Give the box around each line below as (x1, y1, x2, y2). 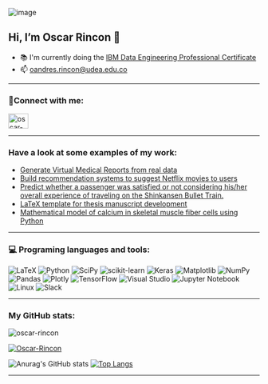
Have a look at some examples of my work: (8, 147, 178, 158)
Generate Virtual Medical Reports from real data (19, 165, 178, 175)
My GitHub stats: (8, 310, 76, 321)
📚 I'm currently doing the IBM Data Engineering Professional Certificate (19, 52, 257, 62)
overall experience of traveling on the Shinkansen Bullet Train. (19, 190, 224, 200)
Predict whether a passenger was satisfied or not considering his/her (19, 182, 247, 192)
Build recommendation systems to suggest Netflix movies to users (19, 174, 238, 183)
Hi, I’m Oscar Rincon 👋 (8, 30, 121, 44)
